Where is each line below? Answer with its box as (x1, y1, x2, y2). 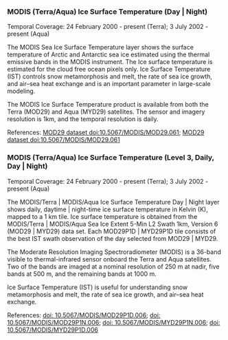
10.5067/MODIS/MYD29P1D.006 (7, 326, 98, 334)
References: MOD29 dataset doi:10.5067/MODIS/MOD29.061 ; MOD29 (7, 128, 205, 137)
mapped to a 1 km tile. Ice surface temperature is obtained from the (7, 212, 198, 220)
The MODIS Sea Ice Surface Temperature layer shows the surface (7, 43, 194, 52)
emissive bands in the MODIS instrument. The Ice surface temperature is (7, 58, 213, 66)
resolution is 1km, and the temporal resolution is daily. (7, 115, 159, 123)
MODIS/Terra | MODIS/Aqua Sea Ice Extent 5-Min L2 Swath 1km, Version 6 (7, 220, 218, 228)
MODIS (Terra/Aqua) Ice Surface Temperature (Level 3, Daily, (7, 153, 214, 162)
